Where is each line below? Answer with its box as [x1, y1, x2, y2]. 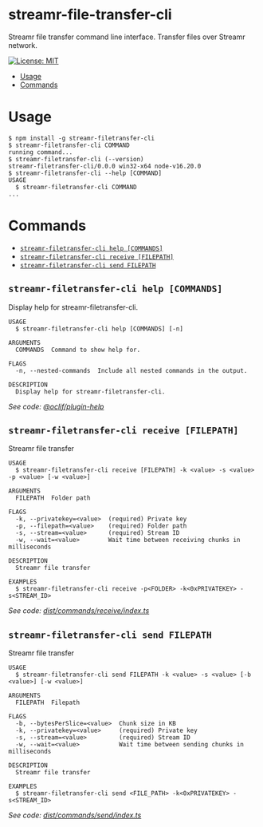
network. [8, 40, 38, 49]
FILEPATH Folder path [15, 494, 91, 502]
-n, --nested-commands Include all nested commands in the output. [15, 366, 248, 374]
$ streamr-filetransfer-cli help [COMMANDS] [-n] [15, 325, 183, 333]
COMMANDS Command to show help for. [15, 346, 141, 354]
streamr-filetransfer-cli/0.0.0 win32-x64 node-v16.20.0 [8, 162, 202, 170]
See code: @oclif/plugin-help [8, 402, 104, 411]
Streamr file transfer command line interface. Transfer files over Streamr [8, 32, 245, 42]
